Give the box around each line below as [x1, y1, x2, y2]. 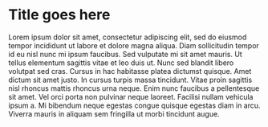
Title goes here [8, 6, 111, 24]
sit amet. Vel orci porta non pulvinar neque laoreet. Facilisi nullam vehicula [8, 92, 254, 101]
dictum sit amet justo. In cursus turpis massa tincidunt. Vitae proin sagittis [8, 75, 253, 84]
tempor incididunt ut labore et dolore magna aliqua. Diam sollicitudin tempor [8, 40, 259, 50]
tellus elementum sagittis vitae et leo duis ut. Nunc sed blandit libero [8, 58, 234, 68]
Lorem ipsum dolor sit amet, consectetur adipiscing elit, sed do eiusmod [8, 32, 247, 42]
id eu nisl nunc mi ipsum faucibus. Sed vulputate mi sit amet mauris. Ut [8, 49, 242, 59]
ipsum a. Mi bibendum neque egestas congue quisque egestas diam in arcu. [8, 100, 261, 110]
